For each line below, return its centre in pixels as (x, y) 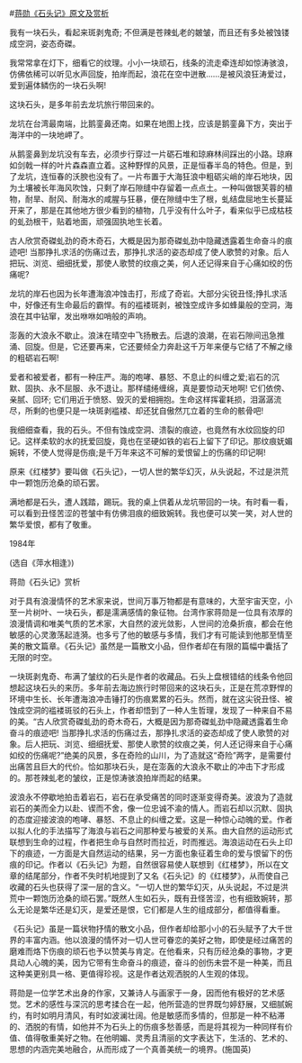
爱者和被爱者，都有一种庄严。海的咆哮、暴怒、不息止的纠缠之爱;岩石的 (141, 377)
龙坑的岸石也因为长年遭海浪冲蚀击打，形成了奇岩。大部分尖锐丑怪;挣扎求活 (148, 294)
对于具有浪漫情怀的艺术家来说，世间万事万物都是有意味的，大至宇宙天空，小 (151, 601)
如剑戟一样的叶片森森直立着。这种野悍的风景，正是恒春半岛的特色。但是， (147, 165)
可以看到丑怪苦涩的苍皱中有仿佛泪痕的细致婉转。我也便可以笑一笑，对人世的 (151, 513)
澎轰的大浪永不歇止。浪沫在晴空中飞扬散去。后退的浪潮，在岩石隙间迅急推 (147, 335)
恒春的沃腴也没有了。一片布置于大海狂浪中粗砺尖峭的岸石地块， (166, 177)
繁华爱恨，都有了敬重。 (53, 524)
